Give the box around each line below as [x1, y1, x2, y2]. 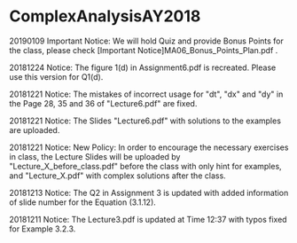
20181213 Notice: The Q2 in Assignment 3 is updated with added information [9, 187, 289, 198]
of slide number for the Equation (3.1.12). [9, 197, 157, 208]
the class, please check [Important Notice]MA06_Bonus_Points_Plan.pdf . [9, 44, 278, 55]
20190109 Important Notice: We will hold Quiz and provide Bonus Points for [9, 35, 284, 46]
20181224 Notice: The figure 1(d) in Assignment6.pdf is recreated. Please [9, 62, 277, 73]
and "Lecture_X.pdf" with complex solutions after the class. [9, 170, 226, 181]
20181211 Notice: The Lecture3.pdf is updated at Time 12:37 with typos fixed [9, 214, 287, 224]
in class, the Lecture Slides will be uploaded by [9, 151, 181, 161]
